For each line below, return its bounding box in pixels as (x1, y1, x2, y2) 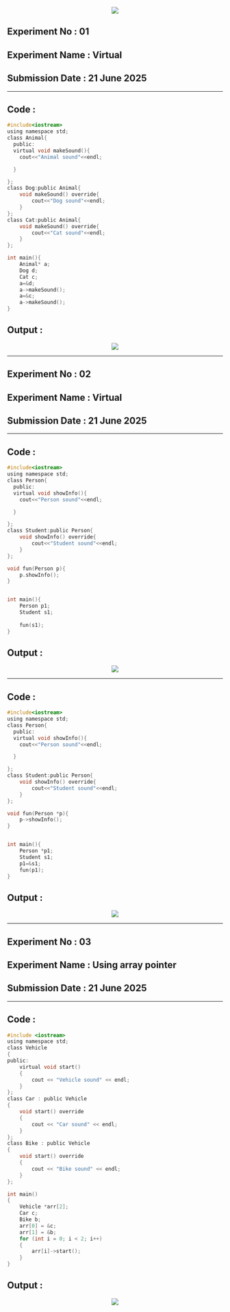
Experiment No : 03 (7, 936, 91, 948)
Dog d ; (19, 267, 38, 274)
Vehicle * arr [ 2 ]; (19, 1203, 69, 1211)
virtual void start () (19, 1063, 81, 1070)
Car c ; (19, 1210, 38, 1217)
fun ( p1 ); (19, 867, 44, 874)
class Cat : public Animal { (7, 216, 81, 223)
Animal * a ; (19, 261, 51, 268)
